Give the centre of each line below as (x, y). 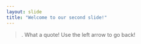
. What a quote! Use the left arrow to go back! (78, 34)
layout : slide (24, 12)
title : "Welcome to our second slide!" (57, 17)
